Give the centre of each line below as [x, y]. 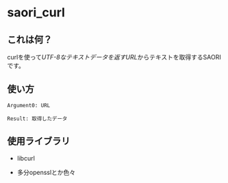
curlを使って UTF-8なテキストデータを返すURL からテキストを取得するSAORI [114, 57]
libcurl [26, 158]
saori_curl [36, 13]
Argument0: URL [29, 105]
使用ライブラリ [39, 141]
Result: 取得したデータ [37, 118]
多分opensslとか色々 [46, 172]
